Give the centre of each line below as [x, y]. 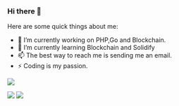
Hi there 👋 [25, 11]
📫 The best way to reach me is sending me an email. [95, 55]
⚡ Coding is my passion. [53, 66]
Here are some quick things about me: [63, 27]
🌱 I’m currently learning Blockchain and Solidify [86, 48]
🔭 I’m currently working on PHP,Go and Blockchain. [92, 40]
